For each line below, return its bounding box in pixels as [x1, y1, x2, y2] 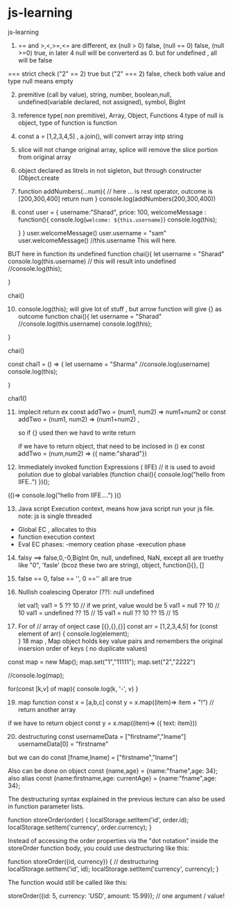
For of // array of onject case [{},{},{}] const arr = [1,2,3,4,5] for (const [17, 622, 218, 630]
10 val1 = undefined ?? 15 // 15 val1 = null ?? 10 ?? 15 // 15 [17, 608, 179, 617]
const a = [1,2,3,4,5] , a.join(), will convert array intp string [17, 132, 184, 140]
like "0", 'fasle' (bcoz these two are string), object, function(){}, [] [17, 560, 205, 569]
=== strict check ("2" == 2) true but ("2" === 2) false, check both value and [8, 69, 225, 78]
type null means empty [8, 76, 74, 85]
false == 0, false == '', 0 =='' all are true [17, 574, 132, 583]
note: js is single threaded [17, 512, 92, 520]
